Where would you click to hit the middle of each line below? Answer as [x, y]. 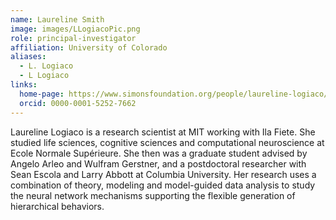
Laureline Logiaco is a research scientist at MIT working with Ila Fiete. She [163, 132]
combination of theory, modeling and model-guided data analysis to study [163, 185]
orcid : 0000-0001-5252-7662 [78, 103]
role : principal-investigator [73, 38]
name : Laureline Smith [57, 19]
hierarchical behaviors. [57, 206]
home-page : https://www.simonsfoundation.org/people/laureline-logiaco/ [174, 94]
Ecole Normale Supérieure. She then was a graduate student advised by [159, 153]
